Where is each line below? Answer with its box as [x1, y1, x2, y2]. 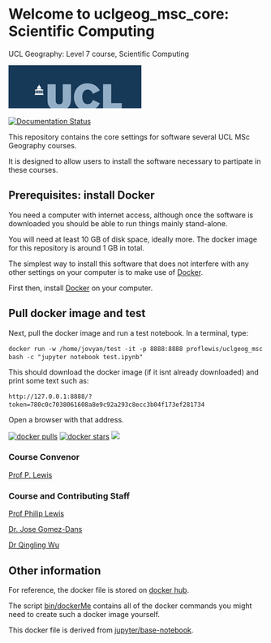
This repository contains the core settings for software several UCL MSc [8, 131, 250, 142]
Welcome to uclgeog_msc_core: [8, 5, 230, 24]
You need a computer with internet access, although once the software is [8, 210, 254, 220]
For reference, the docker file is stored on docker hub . [8, 585, 189, 594]
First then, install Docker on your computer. [8, 283, 153, 293]
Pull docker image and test [8, 306, 146, 320]
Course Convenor [8, 452, 80, 463]
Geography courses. [8, 140, 77, 150]
